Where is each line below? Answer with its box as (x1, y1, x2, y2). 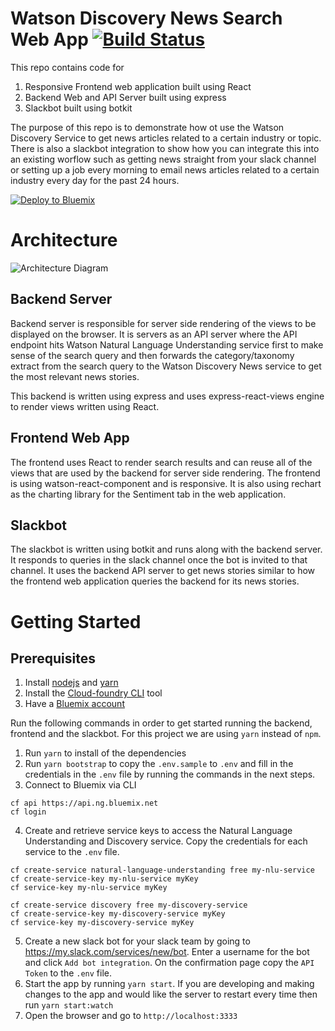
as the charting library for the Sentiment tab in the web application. (10, 488, 287, 500)
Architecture (10, 229, 118, 252)
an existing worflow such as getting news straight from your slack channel (10, 153, 317, 165)
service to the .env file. (24, 846, 120, 858)
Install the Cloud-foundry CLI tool (24, 687, 163, 699)
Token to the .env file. (24, 967, 113, 979)
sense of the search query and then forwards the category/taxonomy (10, 349, 295, 361)
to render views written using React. (10, 400, 160, 412)
